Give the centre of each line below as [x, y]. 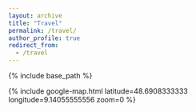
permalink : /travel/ [43, 30]
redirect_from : [34, 46]
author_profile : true [44, 38]
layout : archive [35, 16]
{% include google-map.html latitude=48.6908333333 [98, 91]
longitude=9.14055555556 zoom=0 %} [72, 100]
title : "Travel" [35, 23]
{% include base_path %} [50, 76]
